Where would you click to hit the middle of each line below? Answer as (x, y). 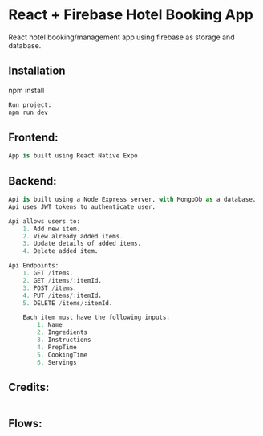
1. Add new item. (52, 229)
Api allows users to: (45, 221)
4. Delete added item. (61, 251)
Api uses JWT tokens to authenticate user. (82, 206)
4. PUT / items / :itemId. (63, 295)
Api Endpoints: (34, 266)
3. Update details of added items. (82, 244)
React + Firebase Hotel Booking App (131, 15)
